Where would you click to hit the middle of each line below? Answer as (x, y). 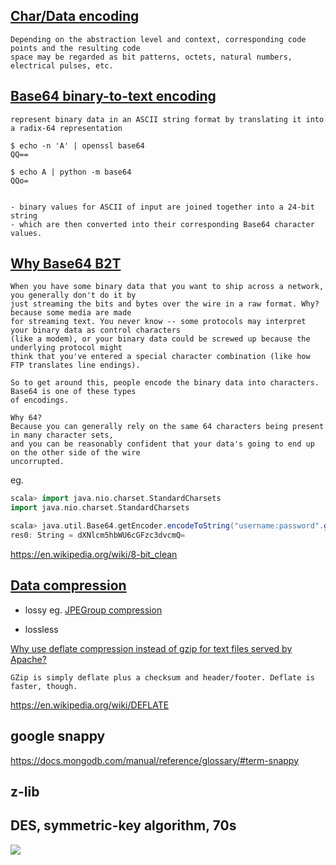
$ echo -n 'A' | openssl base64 (77, 145)
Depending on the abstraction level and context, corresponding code (158, 39)
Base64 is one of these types (73, 392)
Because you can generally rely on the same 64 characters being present (167, 427)
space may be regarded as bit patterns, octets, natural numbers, (151, 57)
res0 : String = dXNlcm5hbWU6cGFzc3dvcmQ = (98, 535)
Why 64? (26, 418)
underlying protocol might (66, 348)
